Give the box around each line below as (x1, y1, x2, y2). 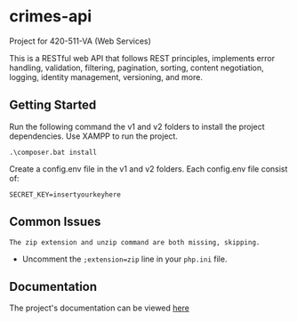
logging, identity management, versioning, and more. (9, 71, 203, 82)
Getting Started (9, 98, 97, 113)
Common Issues (9, 214, 101, 229)
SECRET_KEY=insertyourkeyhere (9, 189, 122, 199)
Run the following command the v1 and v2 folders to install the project (9, 121, 265, 132)
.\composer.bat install (9, 148, 98, 157)
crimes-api (9, 6, 92, 27)
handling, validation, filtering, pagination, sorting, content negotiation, (9, 62, 264, 73)
